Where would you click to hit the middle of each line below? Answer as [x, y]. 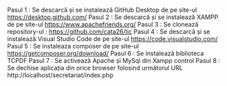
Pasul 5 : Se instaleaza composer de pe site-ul [73, 46]
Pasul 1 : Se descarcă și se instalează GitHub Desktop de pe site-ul [102, 10]
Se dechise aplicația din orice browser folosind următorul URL [95, 68]
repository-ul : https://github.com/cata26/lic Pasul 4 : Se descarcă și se [109, 31]
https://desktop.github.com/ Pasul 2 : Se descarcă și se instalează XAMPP [113, 17]
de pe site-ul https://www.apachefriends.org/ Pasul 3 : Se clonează [103, 24]
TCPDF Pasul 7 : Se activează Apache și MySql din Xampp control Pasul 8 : [114, 60]
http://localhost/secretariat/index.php [60, 75]
